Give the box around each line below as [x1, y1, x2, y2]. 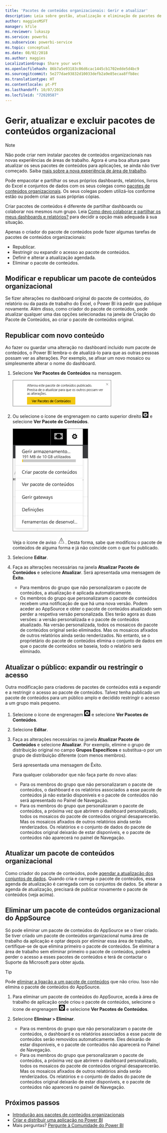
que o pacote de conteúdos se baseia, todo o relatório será [19, 643, 142, 649]
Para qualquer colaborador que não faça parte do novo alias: [12, 772, 138, 777]
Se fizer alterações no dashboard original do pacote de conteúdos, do [5, 296, 150, 302]
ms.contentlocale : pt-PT [5, 82, 57, 87]
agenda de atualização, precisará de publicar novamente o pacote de [5, 886, 148, 892]
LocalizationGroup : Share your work [5, 61, 81, 66]
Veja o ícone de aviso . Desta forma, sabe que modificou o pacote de [12, 539, 162, 545]
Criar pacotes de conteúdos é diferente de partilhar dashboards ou [5, 203, 143, 209]
